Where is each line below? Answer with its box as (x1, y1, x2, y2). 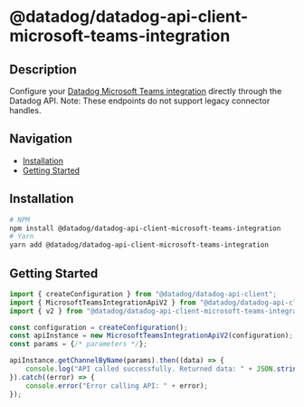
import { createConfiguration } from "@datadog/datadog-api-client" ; (9, 289, 278, 298)
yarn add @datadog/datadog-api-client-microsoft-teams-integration (9, 240, 270, 250)
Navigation (9, 131, 72, 147)
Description (9, 62, 77, 77)
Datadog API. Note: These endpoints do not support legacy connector (9, 95, 271, 106)
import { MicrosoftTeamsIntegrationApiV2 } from (9, 297, 196, 307)
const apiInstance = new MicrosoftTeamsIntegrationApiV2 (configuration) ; (9, 331, 294, 341)
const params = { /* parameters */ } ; (9, 340, 147, 349)
